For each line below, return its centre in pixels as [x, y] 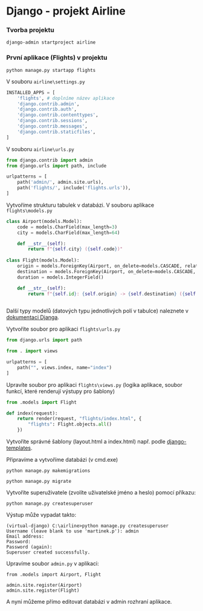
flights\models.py [29, 211]
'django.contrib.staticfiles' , [56, 132]
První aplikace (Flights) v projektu [57, 57]
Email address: [25, 537]
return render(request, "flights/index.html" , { [79, 419]
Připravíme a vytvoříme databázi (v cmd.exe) [62, 460]
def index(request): [32, 413]
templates [19, 448]
